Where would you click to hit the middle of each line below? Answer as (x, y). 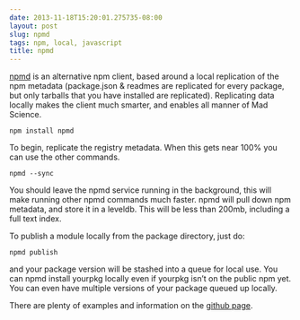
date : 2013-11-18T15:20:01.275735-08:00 (86, 17)
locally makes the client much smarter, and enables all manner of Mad (139, 105)
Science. (26, 115)
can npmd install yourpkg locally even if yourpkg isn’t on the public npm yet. (150, 279)
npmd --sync (31, 174)
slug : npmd (30, 34)
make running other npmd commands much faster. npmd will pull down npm (150, 200)
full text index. (35, 219)
